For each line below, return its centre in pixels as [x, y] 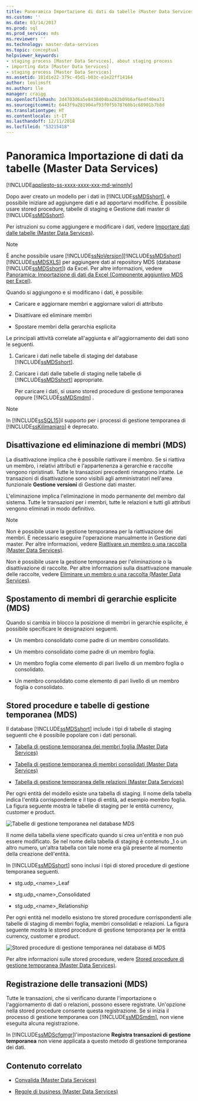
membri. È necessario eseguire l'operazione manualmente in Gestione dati [96, 537]
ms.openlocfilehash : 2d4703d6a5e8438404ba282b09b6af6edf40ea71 [85, 99]
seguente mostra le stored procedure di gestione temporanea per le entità [96, 930]
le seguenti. [20, 344]
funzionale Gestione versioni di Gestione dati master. [71, 484]
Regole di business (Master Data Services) [66, 1092]
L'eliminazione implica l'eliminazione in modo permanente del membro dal [96, 496]
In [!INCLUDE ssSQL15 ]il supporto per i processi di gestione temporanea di [96, 420]
